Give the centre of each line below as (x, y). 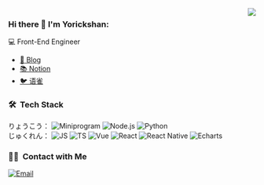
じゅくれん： (29, 136)
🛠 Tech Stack (36, 105)
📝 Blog (30, 60)
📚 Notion (35, 69)
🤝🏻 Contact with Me (48, 156)
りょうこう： (29, 125)
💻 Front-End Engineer (44, 42)
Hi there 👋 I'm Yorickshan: (59, 24)
